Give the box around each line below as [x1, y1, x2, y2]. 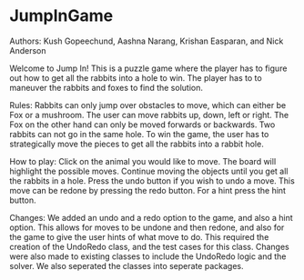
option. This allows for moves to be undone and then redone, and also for [9, 222, 285, 233]
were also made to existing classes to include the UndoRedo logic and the [9, 251, 287, 262]
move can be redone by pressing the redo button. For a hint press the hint [9, 185, 287, 195]
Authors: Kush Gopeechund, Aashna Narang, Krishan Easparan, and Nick [9, 35, 284, 46]
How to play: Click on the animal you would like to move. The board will [9, 155, 277, 166]
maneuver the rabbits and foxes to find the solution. [9, 82, 203, 93]
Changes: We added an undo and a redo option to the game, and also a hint [9, 212, 293, 223]
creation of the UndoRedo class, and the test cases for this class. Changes [9, 241, 289, 252]
